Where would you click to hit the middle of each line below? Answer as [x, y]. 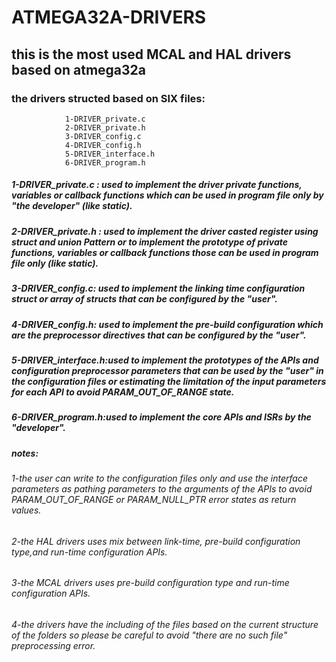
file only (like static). [55, 263]
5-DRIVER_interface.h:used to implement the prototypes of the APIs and [165, 360]
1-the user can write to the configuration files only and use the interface [160, 478]
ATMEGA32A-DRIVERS [109, 17]
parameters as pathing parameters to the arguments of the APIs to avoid [162, 489]
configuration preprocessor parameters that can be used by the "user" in [167, 370]
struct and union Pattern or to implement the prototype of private [150, 242]
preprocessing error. [53, 645]
